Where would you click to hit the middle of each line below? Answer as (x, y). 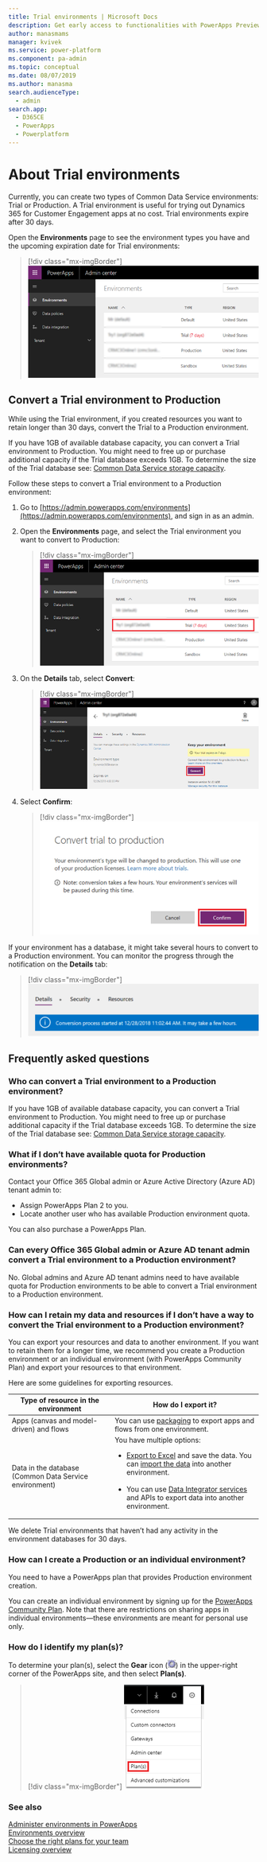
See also (25, 1807)
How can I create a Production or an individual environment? (127, 1560)
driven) (23, 1429)
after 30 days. (31, 222)
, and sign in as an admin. (212, 516)
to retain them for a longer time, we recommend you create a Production (126, 1350)
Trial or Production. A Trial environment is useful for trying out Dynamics (127, 205)
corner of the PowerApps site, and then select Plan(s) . (97, 1673)
